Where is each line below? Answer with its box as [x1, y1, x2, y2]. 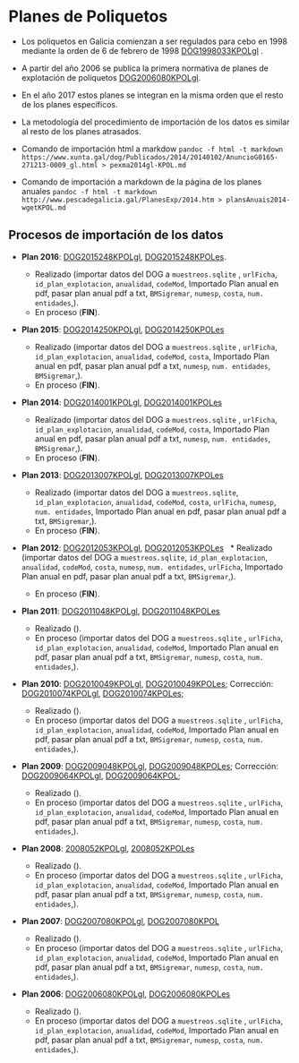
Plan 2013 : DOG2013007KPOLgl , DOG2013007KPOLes [21, 469, 225, 480]
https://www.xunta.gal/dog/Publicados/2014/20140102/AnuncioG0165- [21, 152, 278, 162]
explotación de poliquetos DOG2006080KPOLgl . [21, 72, 201, 82]
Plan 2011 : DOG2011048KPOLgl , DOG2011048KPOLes [21, 605, 220, 616]
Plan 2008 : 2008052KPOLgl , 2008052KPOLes [21, 843, 195, 853]
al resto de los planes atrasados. [21, 125, 141, 136]
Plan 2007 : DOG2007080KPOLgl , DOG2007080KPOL [21, 915, 220, 926]
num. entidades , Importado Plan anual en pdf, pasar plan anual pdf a [34, 506, 287, 517]
